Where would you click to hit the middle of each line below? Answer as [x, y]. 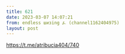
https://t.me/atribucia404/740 [43, 45]
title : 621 [20, 12]
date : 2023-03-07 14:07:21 [40, 17]
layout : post [22, 28]
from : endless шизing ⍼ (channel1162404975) [63, 23]
